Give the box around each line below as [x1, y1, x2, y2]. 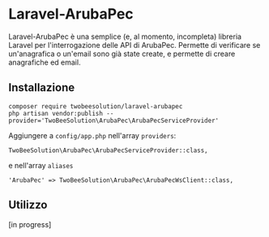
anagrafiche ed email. [8, 57, 81, 67]
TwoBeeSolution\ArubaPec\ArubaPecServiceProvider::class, [8, 146, 208, 154]
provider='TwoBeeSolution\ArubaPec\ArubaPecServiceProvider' [8, 116, 220, 125]
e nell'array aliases [8, 160, 74, 170]
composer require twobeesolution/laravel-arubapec [8, 102, 183, 110]
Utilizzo [8, 198, 48, 212]
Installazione [8, 81, 75, 95]
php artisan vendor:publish [8, 109, 104, 117]
